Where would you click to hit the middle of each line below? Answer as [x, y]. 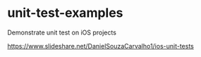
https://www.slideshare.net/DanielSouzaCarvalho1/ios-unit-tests [100, 46]
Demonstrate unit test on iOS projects [62, 32]
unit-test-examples [65, 13]
